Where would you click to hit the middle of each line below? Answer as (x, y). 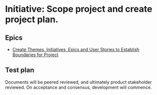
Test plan (20, 70)
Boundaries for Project (35, 55)
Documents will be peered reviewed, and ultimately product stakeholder (78, 82)
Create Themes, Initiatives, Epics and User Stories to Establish (76, 49)
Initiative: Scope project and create (79, 9)
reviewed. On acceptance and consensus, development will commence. (78, 87)
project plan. (32, 19)
